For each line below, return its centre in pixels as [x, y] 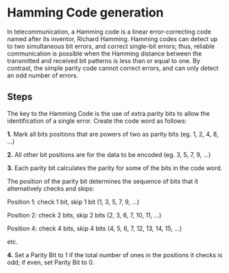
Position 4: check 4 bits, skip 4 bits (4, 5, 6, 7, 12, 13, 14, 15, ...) [95, 228]
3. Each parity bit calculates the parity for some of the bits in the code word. [115, 168]
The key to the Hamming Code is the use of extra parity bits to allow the [109, 113]
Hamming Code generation [85, 13]
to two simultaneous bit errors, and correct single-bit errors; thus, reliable [111, 46]
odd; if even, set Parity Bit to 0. [51, 262]
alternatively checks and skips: [51, 188]
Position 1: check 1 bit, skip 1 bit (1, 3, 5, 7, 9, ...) [73, 202]
